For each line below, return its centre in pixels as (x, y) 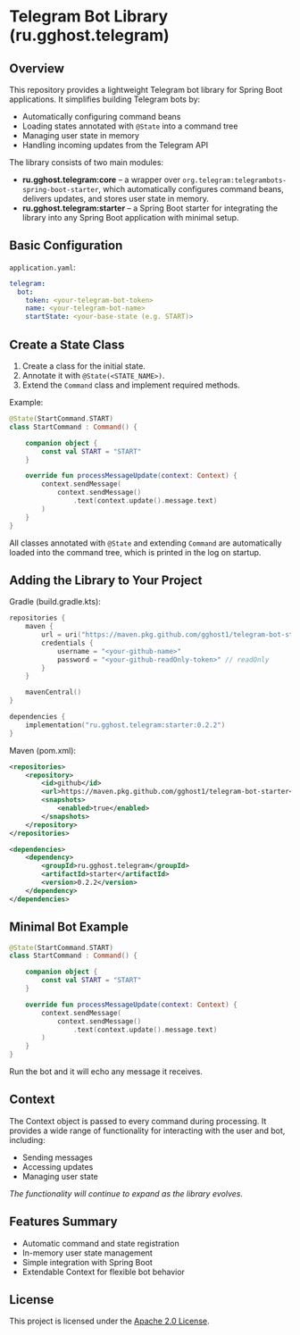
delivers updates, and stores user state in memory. (116, 199)
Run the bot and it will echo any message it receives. (106, 1072)
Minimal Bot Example (69, 927)
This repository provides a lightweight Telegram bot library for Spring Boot (146, 90)
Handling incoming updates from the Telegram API (115, 145)
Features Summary (63, 1222)
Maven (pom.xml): (43, 750)
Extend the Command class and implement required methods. (131, 385)
